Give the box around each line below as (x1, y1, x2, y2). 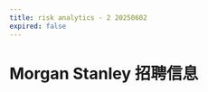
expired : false (9, 22, 67, 31)
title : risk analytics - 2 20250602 (9, 13, 147, 23)
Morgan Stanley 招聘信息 (9, 63, 199, 84)
